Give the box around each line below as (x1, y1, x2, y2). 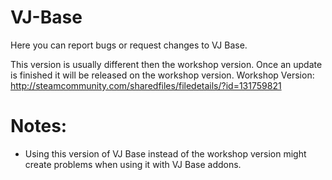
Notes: (10, 115, 68, 138)
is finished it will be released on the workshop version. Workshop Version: (10, 69, 315, 81)
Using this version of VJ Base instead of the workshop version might (24, 147, 307, 160)
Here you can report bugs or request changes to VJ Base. (10, 39, 248, 51)
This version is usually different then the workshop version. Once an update (10, 58, 323, 70)
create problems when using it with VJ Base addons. (24, 158, 242, 170)
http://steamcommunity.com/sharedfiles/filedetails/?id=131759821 (10, 79, 282, 91)
